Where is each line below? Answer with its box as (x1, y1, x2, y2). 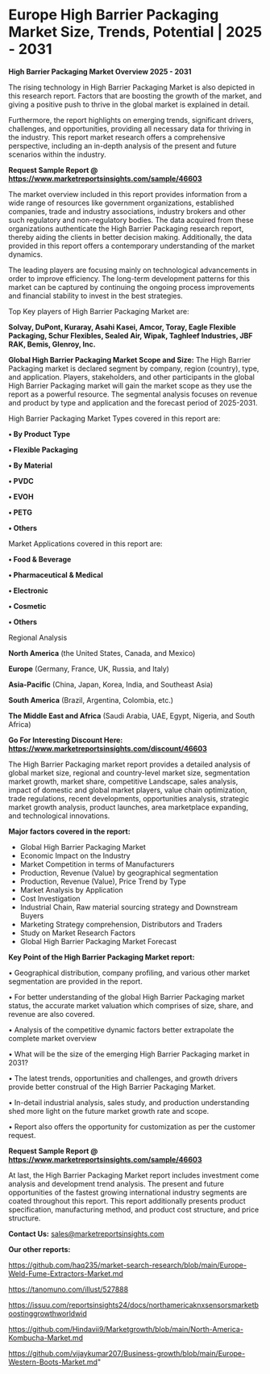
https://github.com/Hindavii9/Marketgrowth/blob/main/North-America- (8, 1324, 244, 1334)
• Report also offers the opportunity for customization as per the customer (8, 1121, 255, 1132)
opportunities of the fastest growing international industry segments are (8, 1187, 247, 1197)
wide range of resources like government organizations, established (8, 198, 235, 208)
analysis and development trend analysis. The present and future (8, 1179, 224, 1188)
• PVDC (8, 476, 34, 485)
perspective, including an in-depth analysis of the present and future (8, 141, 237, 150)
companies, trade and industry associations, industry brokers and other (8, 206, 246, 216)
